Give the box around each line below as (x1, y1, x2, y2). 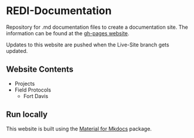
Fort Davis (23, 92, 49, 99)
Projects (14, 80, 35, 87)
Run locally (6, 110, 48, 120)
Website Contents (6, 65, 73, 75)
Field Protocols (14, 86, 51, 93)
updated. (6, 47, 28, 54)
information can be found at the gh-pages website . (6, 29, 129, 36)
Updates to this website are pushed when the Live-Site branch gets (6, 41, 169, 48)
